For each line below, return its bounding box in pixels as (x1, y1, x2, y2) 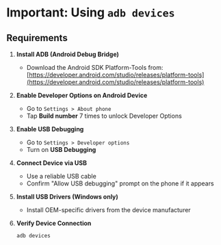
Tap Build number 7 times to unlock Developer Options (26, 112, 182, 120)
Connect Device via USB (16, 159, 87, 167)
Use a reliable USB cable (26, 172, 96, 180)
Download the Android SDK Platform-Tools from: (26, 64, 164, 71)
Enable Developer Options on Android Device (16, 91, 148, 99)
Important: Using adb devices (6, 5, 175, 21)
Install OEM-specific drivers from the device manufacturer (26, 206, 191, 214)
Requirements (6, 32, 68, 44)
